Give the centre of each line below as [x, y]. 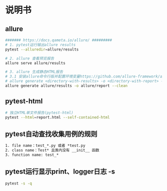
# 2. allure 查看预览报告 [30, 58]
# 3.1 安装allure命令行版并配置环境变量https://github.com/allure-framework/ [83, 77]
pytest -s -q [19, 183]
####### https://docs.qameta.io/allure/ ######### [59, 40]
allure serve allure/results [35, 63]
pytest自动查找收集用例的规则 [51, 134]
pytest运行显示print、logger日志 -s [60, 172]
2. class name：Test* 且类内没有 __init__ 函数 [52, 150]
